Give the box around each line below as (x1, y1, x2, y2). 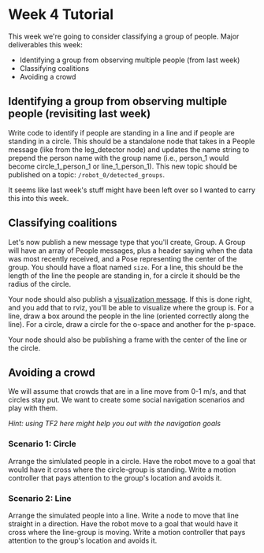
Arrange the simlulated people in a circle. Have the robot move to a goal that (8, 456, 256, 466)
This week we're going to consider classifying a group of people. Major (8, 32, 240, 41)
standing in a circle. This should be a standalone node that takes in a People (8, 136, 255, 146)
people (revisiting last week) (8, 107, 151, 121)
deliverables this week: (8, 39, 83, 49)
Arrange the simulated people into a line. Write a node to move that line (8, 510, 239, 520)
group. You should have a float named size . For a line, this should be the (8, 262, 244, 272)
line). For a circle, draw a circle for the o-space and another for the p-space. (8, 319, 256, 328)
